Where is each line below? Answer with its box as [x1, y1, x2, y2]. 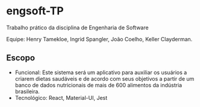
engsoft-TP [6, 4, 64, 18]
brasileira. [14, 88, 40, 95]
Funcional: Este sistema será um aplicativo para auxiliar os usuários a [14, 69, 187, 76]
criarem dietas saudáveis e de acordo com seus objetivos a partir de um [14, 75, 195, 82]
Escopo [6, 53, 35, 63]
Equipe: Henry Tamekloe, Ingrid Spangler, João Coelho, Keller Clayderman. [6, 35, 193, 42]
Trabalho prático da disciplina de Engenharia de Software [6, 24, 149, 31]
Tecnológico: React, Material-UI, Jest [14, 94, 108, 101]
